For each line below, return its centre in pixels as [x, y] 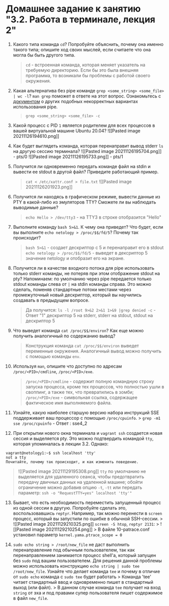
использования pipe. [35, 107]
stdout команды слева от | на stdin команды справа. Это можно [82, 284]
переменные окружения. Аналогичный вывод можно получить [93, 351]
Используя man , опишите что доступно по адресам [67, 366]
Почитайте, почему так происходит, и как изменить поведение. [72, 462]
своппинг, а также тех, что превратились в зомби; [79, 392]
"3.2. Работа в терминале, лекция [80, 19]
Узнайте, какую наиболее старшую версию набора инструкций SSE [86, 413]
